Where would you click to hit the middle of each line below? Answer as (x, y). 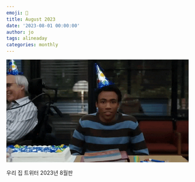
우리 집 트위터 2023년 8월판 (39, 173)
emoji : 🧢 (17, 13)
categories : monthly (32, 45)
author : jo (20, 32)
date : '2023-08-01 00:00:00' (43, 25)
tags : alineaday (27, 39)
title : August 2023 (31, 19)
